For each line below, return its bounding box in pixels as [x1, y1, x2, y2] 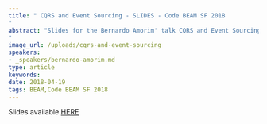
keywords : [8, 71, 41, 79]
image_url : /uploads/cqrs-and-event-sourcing [8, 41, 161, 49]
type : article [8, 64, 56, 72]
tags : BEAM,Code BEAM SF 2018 [8, 85, 109, 94]
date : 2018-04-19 [8, 78, 66, 86]
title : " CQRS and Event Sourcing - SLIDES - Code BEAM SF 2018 [8, 11, 226, 20]
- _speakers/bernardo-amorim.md [8, 56, 115, 64]
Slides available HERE [8, 107, 79, 117]
